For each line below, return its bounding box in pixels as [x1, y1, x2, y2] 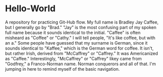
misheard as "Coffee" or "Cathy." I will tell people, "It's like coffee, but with [5, 35, 156, 41]
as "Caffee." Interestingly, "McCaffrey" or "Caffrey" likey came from [5, 55, 142, 61]
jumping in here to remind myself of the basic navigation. [5, 66, 120, 72]
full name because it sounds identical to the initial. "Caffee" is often [5, 29, 141, 35]
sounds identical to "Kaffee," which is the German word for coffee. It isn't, [5, 45, 154, 51]
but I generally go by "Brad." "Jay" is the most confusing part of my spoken [5, 24, 157, 30]
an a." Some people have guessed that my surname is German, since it [5, 40, 148, 46]
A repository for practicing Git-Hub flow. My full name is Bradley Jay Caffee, [5, 19, 159, 25]
